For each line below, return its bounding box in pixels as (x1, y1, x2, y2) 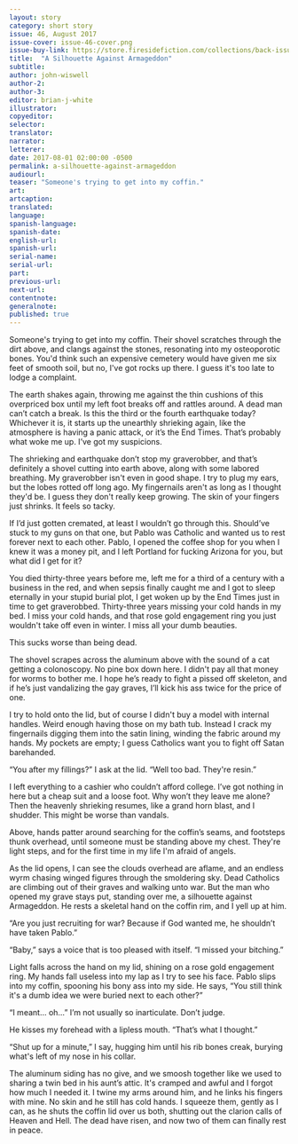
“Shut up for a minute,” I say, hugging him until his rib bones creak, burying (9, 1042, 284, 1053)
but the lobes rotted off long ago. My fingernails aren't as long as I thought (9, 482, 282, 493)
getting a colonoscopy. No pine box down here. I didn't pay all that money (9, 664, 279, 675)
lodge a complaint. (9, 372, 77, 383)
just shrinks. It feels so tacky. (9, 501, 115, 511)
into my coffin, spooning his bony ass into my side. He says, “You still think (9, 981, 282, 991)
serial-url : (9, 261, 53, 270)
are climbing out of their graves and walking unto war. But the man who (9, 882, 271, 893)
